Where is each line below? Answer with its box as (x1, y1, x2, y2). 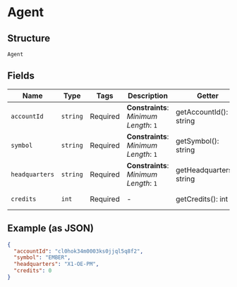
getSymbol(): (176, 136, 219, 146)
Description (128, 91, 168, 101)
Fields (7, 70, 35, 82)
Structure (7, 32, 51, 44)
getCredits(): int (176, 194, 229, 204)
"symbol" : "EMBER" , (13, 254, 71, 261)
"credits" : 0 (13, 267, 52, 274)
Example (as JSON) (7, 222, 94, 234)
